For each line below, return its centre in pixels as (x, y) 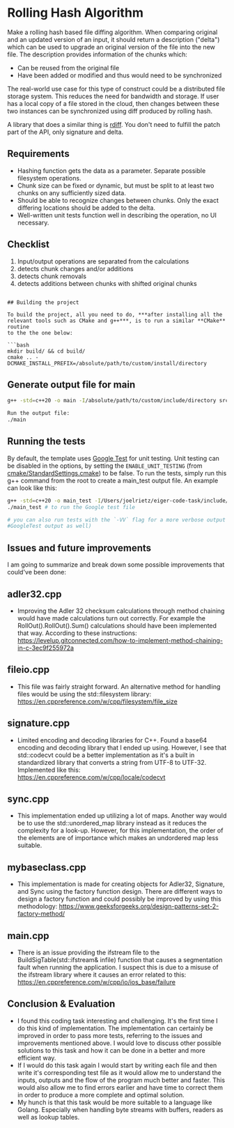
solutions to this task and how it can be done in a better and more (111, 1050)
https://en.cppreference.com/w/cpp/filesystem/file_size (97, 701)
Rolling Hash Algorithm (76, 13)
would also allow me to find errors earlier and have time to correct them (120, 1087)
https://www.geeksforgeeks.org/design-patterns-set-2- (139, 906)
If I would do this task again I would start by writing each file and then (117, 1065)
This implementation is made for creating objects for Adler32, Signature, (121, 884)
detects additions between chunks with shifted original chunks (107, 283)
